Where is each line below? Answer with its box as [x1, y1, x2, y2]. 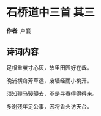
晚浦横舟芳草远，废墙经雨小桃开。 [6, 77, 92, 84]
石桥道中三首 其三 [6, 5, 95, 20]
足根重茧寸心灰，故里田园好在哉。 [6, 63, 92, 71]
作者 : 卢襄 [6, 27, 31, 34]
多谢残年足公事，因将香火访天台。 [6, 103, 92, 110]
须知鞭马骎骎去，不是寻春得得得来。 [6, 90, 98, 97]
